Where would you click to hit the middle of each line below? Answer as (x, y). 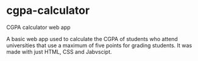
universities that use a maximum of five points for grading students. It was (99, 45)
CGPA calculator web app (39, 27)
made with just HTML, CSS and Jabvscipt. (59, 51)
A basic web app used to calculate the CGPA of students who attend (92, 39)
